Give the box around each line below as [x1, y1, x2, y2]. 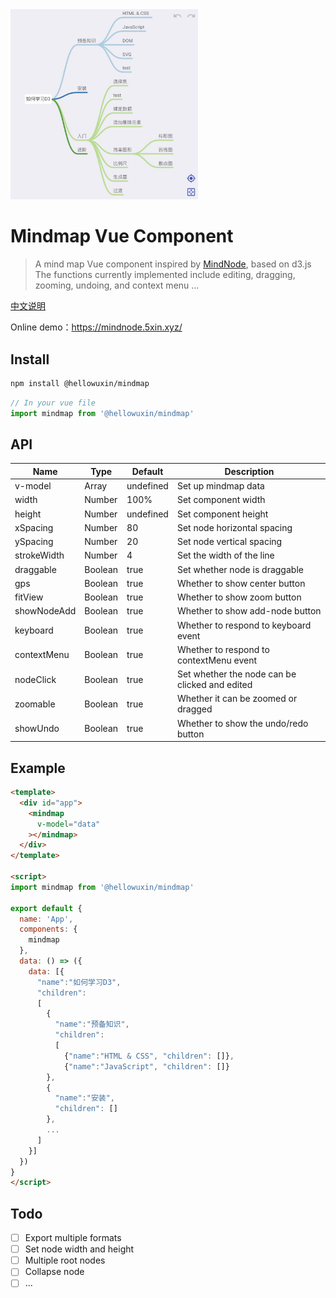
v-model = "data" [36, 819, 101, 829]
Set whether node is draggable [176, 563, 304, 575]
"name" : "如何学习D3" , [36, 977, 122, 987]
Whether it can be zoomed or [176, 693, 298, 705]
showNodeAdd [14, 605, 77, 617]
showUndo [14, 723, 60, 735]
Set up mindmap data [176, 480, 265, 492]
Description [224, 465, 275, 477]
